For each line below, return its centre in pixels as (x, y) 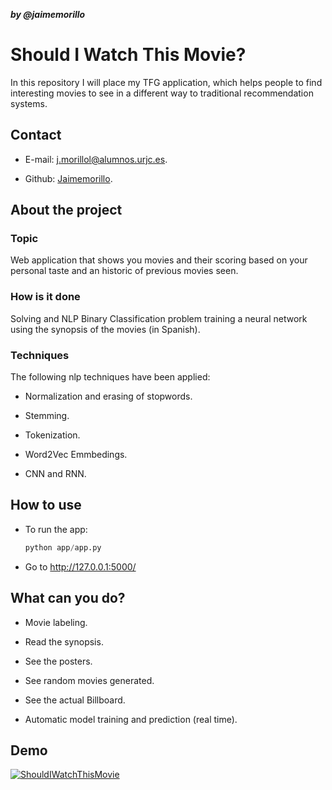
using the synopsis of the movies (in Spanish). (105, 329)
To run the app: (56, 529)
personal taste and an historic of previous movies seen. (124, 271)
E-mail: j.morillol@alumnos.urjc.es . (96, 159)
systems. (29, 103)
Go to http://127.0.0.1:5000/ (80, 566)
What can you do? (68, 598)
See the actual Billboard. (75, 700)
